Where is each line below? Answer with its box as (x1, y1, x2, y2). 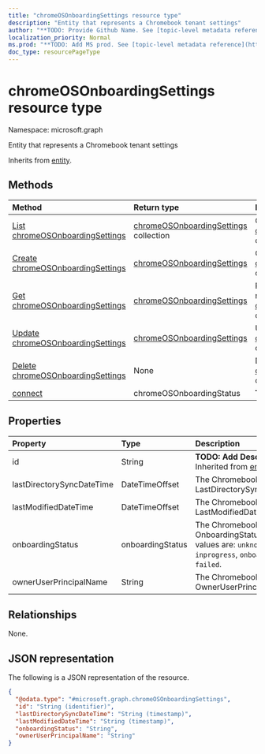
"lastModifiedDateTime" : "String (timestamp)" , (15, 717, 175, 726)
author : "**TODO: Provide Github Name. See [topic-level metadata (8, 26, 231, 34)
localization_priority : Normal (8, 33, 111, 42)
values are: (195, 539, 236, 550)
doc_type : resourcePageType (8, 48, 101, 56)
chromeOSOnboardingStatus (133, 387, 241, 398)
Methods (8, 178, 54, 192)
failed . (195, 558, 222, 569)
